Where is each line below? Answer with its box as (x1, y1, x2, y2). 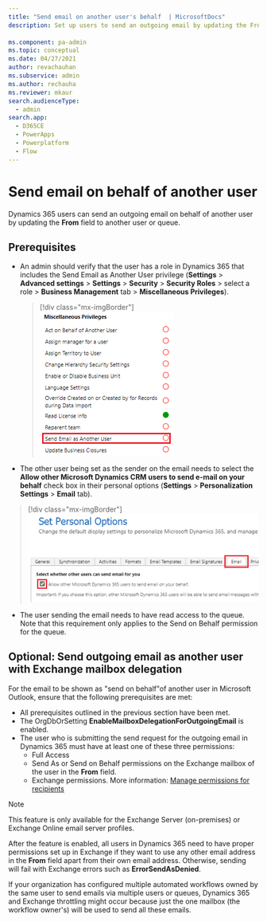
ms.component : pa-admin (8, 38, 87, 46)
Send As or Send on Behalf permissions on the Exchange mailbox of (31, 758, 255, 768)
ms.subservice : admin (8, 72, 80, 80)
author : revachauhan (8, 64, 77, 72)
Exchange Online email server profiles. (8, 823, 135, 833)
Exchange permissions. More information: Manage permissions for (31, 775, 250, 785)
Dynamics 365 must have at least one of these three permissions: (19, 741, 235, 751)
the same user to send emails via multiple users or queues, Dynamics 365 (8, 888, 250, 897)
